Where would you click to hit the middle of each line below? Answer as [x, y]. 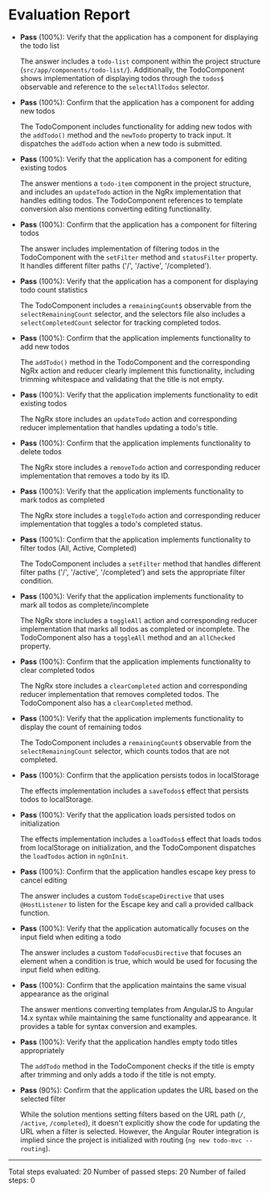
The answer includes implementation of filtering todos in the [119, 248]
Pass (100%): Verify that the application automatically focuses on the [134, 928]
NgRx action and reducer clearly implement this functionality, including [137, 371]
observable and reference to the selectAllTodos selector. [115, 87]
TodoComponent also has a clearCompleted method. [106, 703]
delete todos [41, 451]
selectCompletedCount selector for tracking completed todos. [121, 322]
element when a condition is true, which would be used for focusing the [139, 961]
